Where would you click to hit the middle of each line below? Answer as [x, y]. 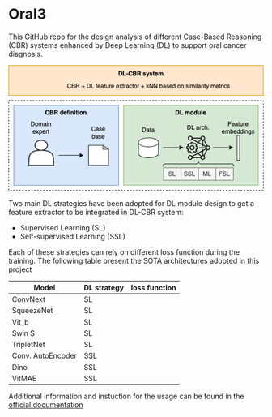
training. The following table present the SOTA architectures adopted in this [134, 261]
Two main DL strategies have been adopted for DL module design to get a [132, 204]
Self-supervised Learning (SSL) [72, 237]
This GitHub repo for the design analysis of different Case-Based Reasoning [135, 37]
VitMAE [24, 378]
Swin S [23, 333]
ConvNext [29, 299]
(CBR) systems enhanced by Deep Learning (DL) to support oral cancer [127, 45]
